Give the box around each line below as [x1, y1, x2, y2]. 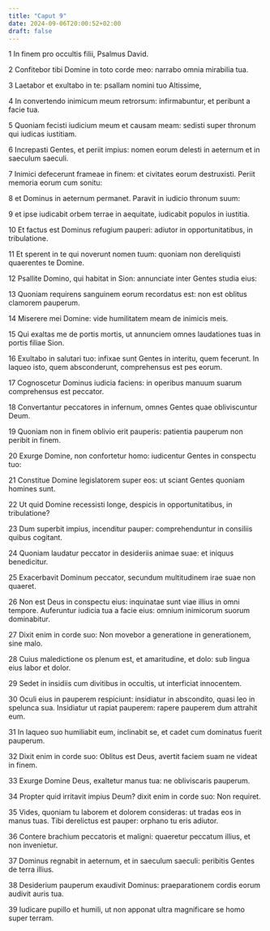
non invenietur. [8, 840, 58, 850]
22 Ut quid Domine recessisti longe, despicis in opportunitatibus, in [8, 500, 233, 509]
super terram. [8, 913, 54, 923]
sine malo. [8, 638, 43, 649]
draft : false [8, 27, 53, 35]
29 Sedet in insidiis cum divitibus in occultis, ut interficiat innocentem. [8, 679, 242, 689]
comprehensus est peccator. [8, 387, 105, 397]
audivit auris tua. [8, 889, 64, 899]
